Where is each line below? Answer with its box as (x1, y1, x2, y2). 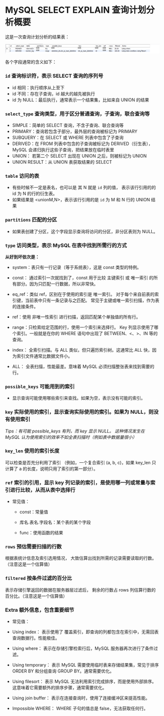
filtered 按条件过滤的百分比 (5, 575, 72, 582)
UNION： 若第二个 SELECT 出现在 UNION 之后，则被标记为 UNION (12, 153, 147, 159)
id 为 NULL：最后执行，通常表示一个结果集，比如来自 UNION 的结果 (12, 96, 149, 103)
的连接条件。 (12, 303, 38, 309)
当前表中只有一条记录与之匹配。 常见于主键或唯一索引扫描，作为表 (25, 297, 160, 303)
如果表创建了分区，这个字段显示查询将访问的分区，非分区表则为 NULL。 (12, 228, 158, 234)
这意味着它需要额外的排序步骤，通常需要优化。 (12, 685, 107, 691)
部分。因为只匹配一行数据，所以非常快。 (16, 281, 98, 286)
